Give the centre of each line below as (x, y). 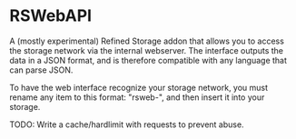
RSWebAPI (51, 16)
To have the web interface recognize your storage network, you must (139, 87)
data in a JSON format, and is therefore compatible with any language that (148, 60)
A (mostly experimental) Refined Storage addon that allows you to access (147, 41)
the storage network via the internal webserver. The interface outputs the (147, 50)
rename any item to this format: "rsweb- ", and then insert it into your (137, 97)
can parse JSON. (41, 70)
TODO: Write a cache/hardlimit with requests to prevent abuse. (127, 124)
